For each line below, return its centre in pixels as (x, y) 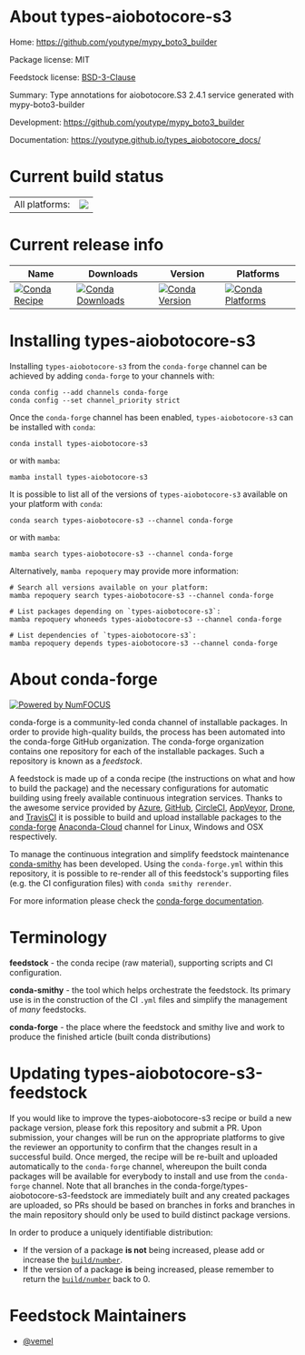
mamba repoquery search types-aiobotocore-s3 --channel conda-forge (142, 595)
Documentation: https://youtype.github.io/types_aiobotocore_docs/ (135, 139)
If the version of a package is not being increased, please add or (143, 1249)
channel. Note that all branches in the (102, 1186)
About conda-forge (84, 679)
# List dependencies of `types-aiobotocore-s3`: (103, 635)
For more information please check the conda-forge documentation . (137, 900)
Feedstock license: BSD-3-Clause (73, 77)
